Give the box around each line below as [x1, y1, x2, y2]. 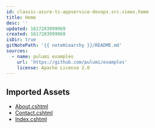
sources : [6, 48, 28, 54]
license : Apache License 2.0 [17, 64, 90, 71]
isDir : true [6, 37, 36, 43]
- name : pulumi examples [11, 53, 74, 59]
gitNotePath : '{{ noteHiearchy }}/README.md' [6, 43, 122, 49]
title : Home [6, 14, 36, 20]
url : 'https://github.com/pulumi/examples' [17, 59, 128, 65]
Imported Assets [6, 87, 70, 97]
